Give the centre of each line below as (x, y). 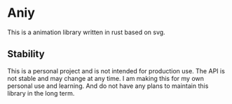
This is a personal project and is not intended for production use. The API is (116, 70)
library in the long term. (41, 93)
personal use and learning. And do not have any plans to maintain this (108, 86)
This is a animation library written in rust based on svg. (87, 32)
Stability (26, 54)
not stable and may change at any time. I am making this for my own (106, 78)
